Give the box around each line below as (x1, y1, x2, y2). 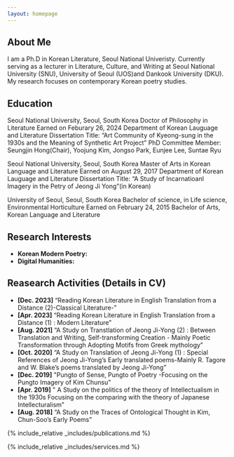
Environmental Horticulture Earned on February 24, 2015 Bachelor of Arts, (7, 203, 221, 211)
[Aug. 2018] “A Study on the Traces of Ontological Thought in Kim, (17, 408, 211, 416)
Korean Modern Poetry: (17, 250, 88, 258)
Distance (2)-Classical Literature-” (17, 303, 117, 312)
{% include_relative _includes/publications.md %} (7, 429, 151, 437)
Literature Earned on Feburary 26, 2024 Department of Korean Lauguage (7, 124, 219, 132)
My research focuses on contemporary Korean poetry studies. (7, 77, 187, 86)
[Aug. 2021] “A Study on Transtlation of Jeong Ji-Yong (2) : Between (17, 326, 216, 334)
